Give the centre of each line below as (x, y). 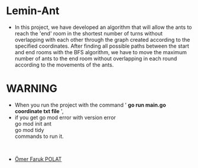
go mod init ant (33, 123)
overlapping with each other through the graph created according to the (102, 39)
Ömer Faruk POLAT (38, 159)
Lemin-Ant (33, 11)
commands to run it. (39, 136)
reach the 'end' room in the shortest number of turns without (89, 33)
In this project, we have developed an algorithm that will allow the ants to (103, 27)
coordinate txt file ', (39, 111)
